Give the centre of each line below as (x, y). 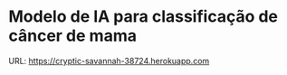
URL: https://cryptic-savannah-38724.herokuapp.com (109, 61)
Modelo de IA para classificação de (143, 17)
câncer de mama (73, 36)
